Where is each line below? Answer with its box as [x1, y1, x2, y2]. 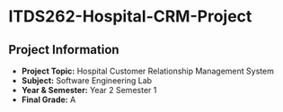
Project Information [8, 42, 119, 57]
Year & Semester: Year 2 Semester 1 [21, 85, 157, 95]
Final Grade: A [21, 94, 76, 105]
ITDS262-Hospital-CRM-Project [8, 6, 252, 27]
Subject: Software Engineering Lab [21, 75, 153, 86]
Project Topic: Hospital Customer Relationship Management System [21, 65, 275, 76]
